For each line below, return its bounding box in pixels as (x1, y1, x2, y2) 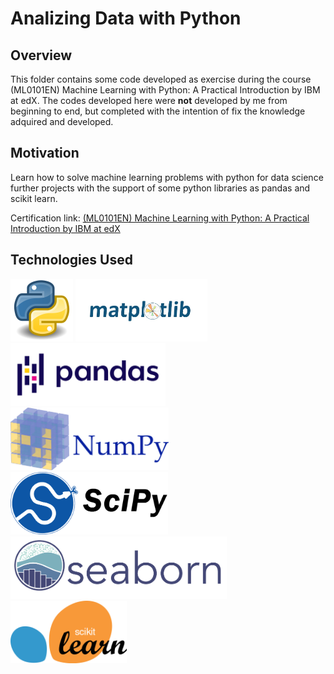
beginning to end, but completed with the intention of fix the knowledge (10, 105, 306, 117)
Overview (10, 47, 73, 64)
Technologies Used (10, 252, 133, 269)
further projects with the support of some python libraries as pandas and (10, 182, 311, 194)
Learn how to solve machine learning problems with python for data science (10, 171, 324, 183)
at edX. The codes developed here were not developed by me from (10, 95, 288, 106)
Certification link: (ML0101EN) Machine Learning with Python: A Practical (10, 212, 310, 224)
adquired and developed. (10, 116, 114, 127)
